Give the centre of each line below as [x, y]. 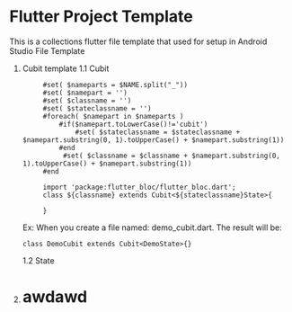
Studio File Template [47, 50]
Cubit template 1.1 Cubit [66, 68]
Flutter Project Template [101, 17]
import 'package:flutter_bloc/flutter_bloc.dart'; [139, 187]
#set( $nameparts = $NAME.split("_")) [115, 85]
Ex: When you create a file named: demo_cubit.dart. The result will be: [152, 227]
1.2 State [39, 260]
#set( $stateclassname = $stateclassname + [158, 132]
